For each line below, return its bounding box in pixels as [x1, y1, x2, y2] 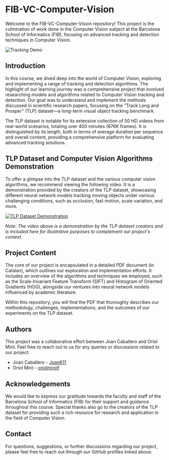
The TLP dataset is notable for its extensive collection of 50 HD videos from [5, 118, 164, 124]
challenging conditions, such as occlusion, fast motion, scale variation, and [5, 198, 163, 204]
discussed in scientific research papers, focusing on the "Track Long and [5, 102, 159, 108]
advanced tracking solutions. [5, 139, 66, 145]
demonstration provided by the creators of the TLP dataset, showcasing [5, 187, 156, 193]
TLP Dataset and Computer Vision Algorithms [5, 155, 153, 163]
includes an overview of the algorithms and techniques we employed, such [5, 273, 162, 279]
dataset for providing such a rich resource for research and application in [5, 409, 159, 415]
